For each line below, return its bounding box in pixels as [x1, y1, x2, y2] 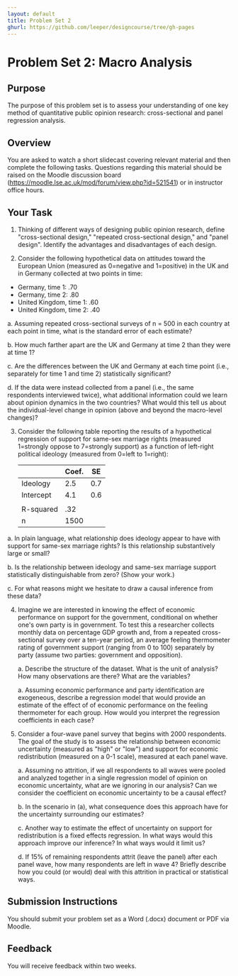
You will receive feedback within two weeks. [7, 961, 137, 970]
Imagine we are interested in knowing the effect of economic [17, 605, 195, 614]
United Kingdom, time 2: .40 [17, 306, 101, 314]
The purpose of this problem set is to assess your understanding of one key [7, 101, 229, 110]
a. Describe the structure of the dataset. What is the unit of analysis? [17, 664, 218, 673]
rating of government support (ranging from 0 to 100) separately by [17, 643, 215, 652]
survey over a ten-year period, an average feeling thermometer [45, 636, 230, 644]
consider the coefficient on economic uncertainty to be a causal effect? [17, 789, 227, 797]
